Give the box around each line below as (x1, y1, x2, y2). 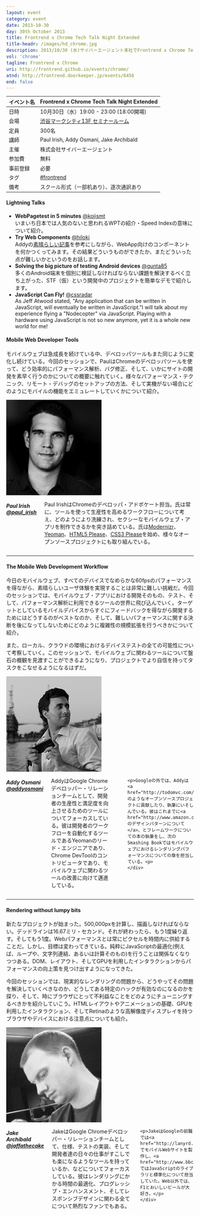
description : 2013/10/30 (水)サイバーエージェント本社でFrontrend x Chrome (6, 48, 186, 54)
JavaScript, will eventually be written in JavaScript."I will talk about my (14, 303, 187, 311)
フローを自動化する (51, 829, 98, 837)
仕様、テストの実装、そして (61, 1143, 130, 1150)
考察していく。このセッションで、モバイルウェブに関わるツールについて (11, 649, 189, 656)
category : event (6, 16, 46, 22)
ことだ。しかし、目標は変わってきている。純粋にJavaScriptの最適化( (6, 943, 174, 950)
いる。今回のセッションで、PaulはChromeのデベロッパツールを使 (32, 358, 193, 365)
